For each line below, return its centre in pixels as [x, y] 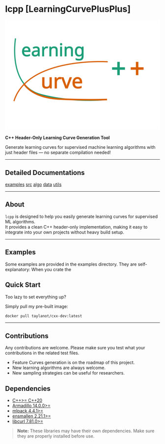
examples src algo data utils [33, 185]
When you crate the [51, 269]
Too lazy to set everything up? [36, 297]
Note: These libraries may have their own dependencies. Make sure [86, 431]
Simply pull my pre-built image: [37, 306]
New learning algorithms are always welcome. [59, 368]
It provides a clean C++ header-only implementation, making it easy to [76, 227]
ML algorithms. [20, 222]
